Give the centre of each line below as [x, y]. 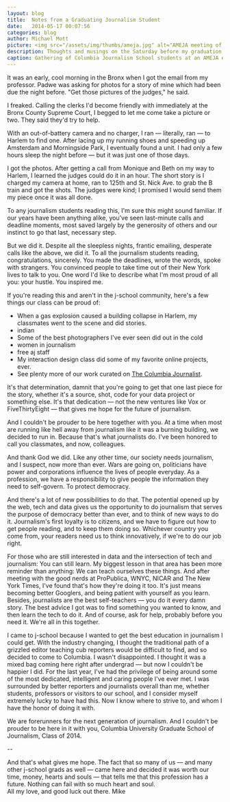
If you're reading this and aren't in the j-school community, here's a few [108, 295]
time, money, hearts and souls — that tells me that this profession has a [108, 777]
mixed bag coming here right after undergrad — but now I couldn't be [105, 664]
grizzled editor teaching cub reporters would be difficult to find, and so [107, 649]
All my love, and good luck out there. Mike [66, 791]
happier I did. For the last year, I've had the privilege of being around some [112, 671]
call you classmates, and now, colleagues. [66, 444]
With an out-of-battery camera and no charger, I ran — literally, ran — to [109, 133]
